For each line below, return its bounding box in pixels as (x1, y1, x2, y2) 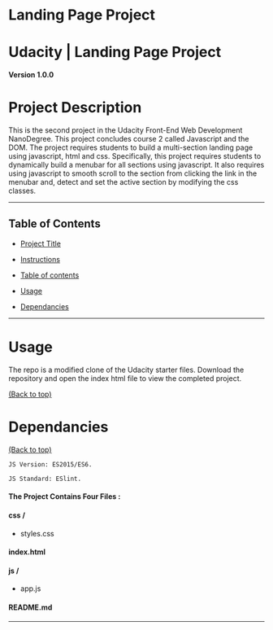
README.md (8, 602, 53, 612)
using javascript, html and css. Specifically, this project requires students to (8, 151, 262, 161)
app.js (19, 584, 41, 593)
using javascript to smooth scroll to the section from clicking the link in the (8, 168, 258, 178)
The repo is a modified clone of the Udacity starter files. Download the (8, 365, 245, 374)
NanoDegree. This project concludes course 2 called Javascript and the (8, 134, 249, 144)
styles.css (19, 528, 54, 538)
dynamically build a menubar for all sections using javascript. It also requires (8, 160, 265, 170)
